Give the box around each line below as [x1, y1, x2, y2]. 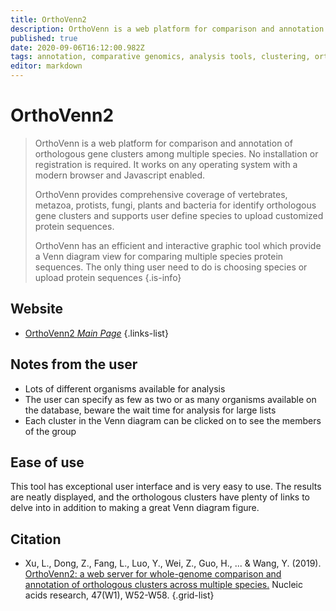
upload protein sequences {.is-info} [34, 271, 182, 283]
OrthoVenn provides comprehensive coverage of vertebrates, [34, 188, 288, 200]
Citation [10, 531, 62, 548]
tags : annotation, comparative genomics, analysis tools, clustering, [10, 52, 311, 62]
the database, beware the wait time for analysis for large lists [24, 404, 277, 416]
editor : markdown [10, 61, 83, 71]
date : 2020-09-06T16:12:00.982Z [10, 42, 145, 53]
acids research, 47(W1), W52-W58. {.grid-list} [24, 589, 215, 601]
